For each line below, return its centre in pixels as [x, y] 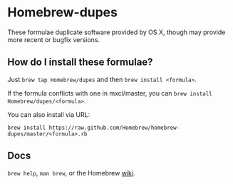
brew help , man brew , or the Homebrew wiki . [71, 173]
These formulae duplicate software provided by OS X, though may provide [116, 32]
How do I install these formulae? [80, 62]
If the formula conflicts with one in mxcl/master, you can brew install [110, 93]
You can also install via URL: [49, 114]
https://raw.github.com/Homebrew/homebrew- [114, 128]
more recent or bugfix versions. [54, 39]
